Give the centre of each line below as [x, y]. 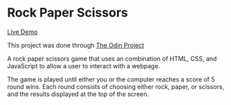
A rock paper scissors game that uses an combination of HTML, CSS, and [112, 58]
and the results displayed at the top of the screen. [78, 94]
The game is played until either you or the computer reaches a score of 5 [111, 79]
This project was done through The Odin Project [76, 45]
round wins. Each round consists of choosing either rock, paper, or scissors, [116, 86]
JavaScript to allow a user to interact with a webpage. [84, 66]
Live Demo [22, 32]
